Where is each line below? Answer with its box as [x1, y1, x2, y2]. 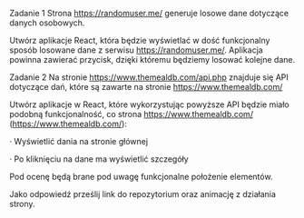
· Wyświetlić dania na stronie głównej [9, 136, 148, 146]
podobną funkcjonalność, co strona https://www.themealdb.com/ [9, 109, 254, 119]
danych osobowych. [9, 17, 85, 28]
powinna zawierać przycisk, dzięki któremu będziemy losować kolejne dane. [9, 54, 296, 64]
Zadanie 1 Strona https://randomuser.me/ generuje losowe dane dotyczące [9, 8, 289, 18]
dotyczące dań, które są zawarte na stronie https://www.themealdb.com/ [9, 82, 283, 92]
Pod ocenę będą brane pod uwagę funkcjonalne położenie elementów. [9, 172, 273, 182]
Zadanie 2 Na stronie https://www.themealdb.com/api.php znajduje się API [9, 72, 289, 83]
